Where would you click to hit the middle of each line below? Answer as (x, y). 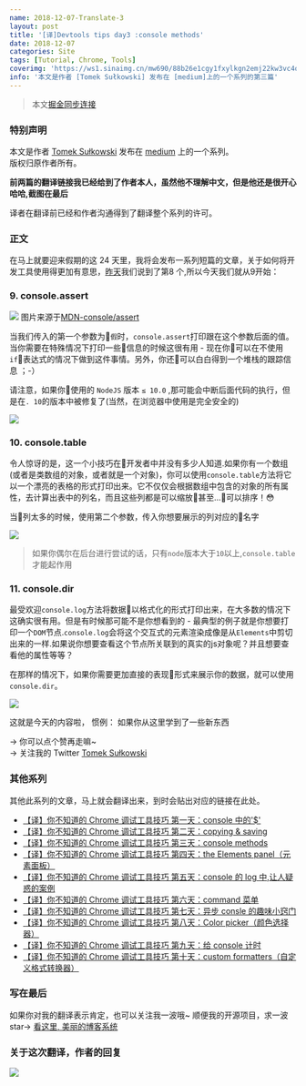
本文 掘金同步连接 (64, 104)
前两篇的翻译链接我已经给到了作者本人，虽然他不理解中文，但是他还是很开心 (153, 182)
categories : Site (42, 52)
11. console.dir (42, 588)
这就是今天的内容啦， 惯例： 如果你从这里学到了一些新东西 (119, 722)
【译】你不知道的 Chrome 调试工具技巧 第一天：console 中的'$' (142, 819)
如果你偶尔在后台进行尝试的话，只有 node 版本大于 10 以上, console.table (163, 553)
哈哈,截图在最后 (39, 194)
